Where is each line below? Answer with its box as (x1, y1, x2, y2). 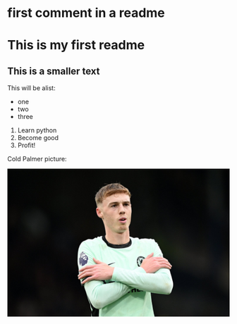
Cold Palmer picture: (7, 155, 67, 163)
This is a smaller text (7, 65, 100, 77)
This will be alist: (7, 84, 56, 92)
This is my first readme (7, 37, 145, 54)
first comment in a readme (7, 5, 166, 21)
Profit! (17, 141, 36, 149)
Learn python (17, 126, 57, 135)
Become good (17, 134, 59, 142)
